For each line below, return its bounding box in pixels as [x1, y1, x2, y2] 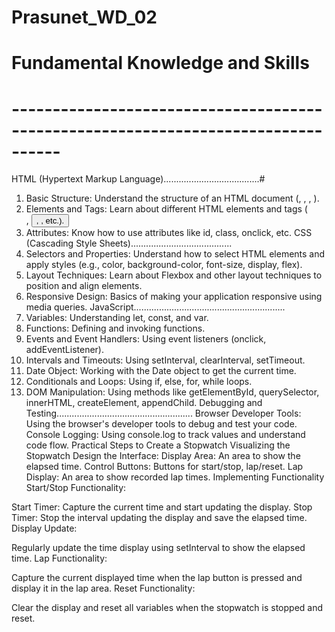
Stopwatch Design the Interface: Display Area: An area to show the [25, 450, 301, 462]
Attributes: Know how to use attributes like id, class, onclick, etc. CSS [25, 227, 313, 239]
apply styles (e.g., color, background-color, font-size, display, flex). [25, 259, 303, 271]
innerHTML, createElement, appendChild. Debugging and [25, 397, 263, 409]
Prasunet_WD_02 [11, 6, 158, 29]
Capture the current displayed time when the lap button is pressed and [11, 572, 303, 584]
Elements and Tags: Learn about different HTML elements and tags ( [25, 203, 308, 215]
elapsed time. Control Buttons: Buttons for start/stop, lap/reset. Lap [25, 461, 304, 473]
